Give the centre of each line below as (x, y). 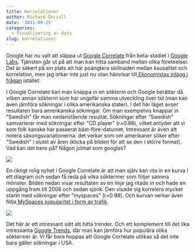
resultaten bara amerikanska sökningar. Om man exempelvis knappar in (92, 110)
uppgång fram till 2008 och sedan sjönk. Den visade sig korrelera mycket (95, 189)
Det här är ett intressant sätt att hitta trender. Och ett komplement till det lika (98, 224)
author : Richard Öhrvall (36, 17)
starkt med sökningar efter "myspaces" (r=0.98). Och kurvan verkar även (95, 195)
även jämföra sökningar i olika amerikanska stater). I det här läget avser (92, 104)
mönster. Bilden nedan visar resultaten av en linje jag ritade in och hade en (96, 183)
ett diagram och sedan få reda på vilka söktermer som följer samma (88, 177)
